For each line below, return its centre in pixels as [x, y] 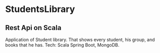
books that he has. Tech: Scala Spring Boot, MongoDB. [62, 45]
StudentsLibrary [40, 9]
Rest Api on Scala [33, 28]
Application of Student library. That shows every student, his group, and [80, 39]
